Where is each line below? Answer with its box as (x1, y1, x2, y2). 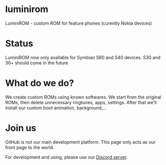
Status (5, 38, 34, 49)
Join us (5, 122, 37, 134)
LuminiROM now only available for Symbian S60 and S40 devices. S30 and (5, 54, 161, 60)
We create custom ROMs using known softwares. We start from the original (5, 94, 161, 100)
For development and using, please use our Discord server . (5, 154, 128, 160)
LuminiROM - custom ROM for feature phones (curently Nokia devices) (5, 20, 152, 26)
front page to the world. (5, 144, 54, 150)
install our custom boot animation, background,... (5, 105, 107, 111)
